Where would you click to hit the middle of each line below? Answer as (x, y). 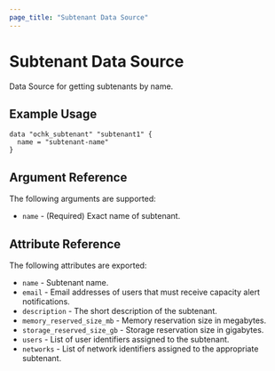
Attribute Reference (65, 244)
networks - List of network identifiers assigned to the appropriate (140, 349)
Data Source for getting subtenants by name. (91, 86)
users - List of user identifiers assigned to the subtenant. (126, 339)
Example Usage (53, 113)
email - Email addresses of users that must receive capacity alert (141, 292)
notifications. (46, 302)
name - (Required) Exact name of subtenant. (101, 216)
